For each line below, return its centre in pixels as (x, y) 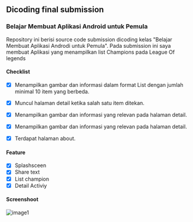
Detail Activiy (31, 185)
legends (16, 58)
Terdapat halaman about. (45, 139)
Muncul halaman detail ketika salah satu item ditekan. (79, 103)
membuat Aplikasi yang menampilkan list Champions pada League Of (91, 52)
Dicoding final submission (55, 10)
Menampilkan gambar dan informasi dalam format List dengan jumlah (99, 84)
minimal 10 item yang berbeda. (52, 92)
